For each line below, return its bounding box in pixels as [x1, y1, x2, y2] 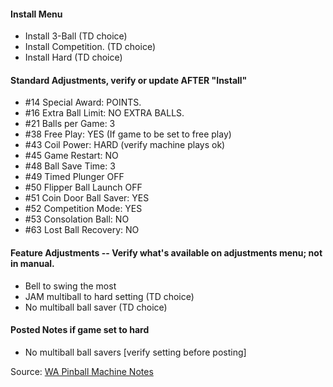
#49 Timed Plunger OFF [24, 171, 125, 183]
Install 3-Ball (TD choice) [24, 30, 128, 42]
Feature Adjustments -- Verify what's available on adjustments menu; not [10, 247, 323, 259]
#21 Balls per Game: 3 [24, 118, 116, 130]
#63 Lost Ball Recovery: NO [24, 224, 140, 236]
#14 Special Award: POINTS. [24, 96, 142, 109]
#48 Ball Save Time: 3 [24, 160, 116, 172]
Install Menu [10, 8, 63, 20]
